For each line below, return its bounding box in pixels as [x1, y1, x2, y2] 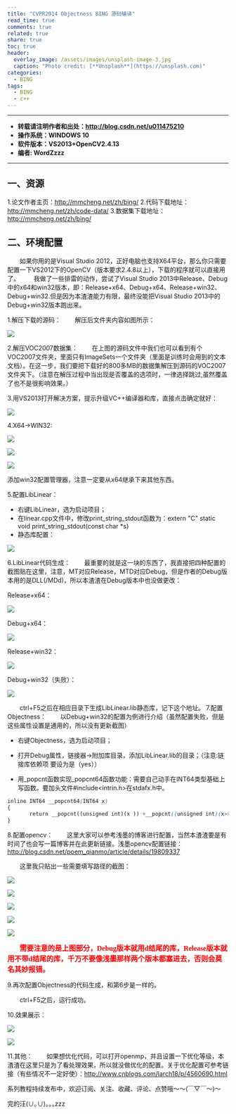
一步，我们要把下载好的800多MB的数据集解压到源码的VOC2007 [41, 361, 226, 369]
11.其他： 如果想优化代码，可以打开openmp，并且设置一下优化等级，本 [7, 1052, 225, 1061]
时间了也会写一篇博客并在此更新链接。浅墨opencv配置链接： [7, 840, 183, 848]
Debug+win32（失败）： [7, 675, 77, 683]
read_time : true [7, 17, 55, 24]
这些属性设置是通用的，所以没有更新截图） [7, 721, 131, 729]
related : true [7, 30, 49, 37]
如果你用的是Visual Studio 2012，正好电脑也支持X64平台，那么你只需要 [20, 256, 227, 265]
